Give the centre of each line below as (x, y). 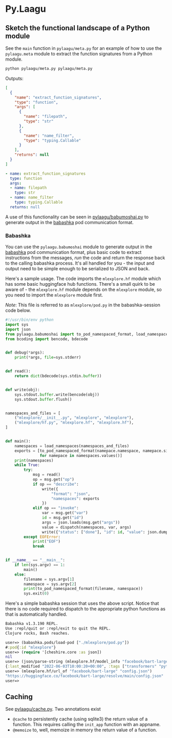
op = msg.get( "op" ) (53, 479)
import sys (17, 324)
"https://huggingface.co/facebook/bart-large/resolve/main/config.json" (84, 676)
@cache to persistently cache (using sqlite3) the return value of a (80, 719)
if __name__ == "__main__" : (35, 560)
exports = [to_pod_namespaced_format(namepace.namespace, (78, 451)
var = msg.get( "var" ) (65, 513)
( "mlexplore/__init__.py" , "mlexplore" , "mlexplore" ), (74, 418)
